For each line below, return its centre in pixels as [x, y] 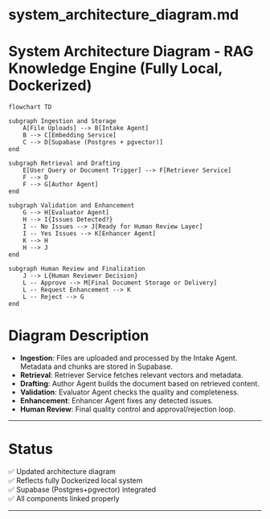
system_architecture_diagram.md [124, 15]
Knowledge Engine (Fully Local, [116, 69]
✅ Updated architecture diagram [62, 471]
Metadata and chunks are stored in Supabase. [96, 366]
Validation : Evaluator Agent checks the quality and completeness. [129, 392]
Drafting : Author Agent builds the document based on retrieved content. [139, 384]
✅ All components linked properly [64, 499]
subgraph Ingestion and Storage [62, 121]
